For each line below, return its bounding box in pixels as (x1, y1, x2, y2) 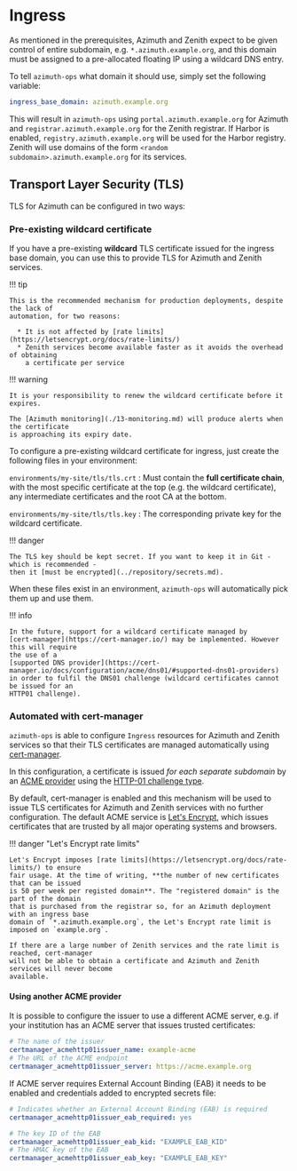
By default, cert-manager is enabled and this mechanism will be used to (9, 793, 272, 804)
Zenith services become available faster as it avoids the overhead (25, 343, 284, 352)
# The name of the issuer (9, 1037, 105, 1047)
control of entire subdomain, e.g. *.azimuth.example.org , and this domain (9, 44, 277, 54)
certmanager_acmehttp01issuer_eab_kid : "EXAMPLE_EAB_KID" (9, 1137, 228, 1146)
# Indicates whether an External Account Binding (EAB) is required (9, 1104, 268, 1113)
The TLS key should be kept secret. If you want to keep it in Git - (9, 552, 272, 561)
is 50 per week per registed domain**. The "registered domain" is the (9, 887, 279, 896)
